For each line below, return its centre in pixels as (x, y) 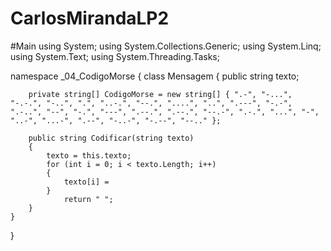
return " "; (88, 199)
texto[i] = (86, 182)
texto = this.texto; (89, 155)
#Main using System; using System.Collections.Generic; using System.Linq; (166, 46)
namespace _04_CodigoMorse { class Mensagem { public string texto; (155, 76)
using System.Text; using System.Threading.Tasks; (115, 56)
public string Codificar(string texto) (111, 138)
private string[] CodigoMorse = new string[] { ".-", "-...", (160, 94)
